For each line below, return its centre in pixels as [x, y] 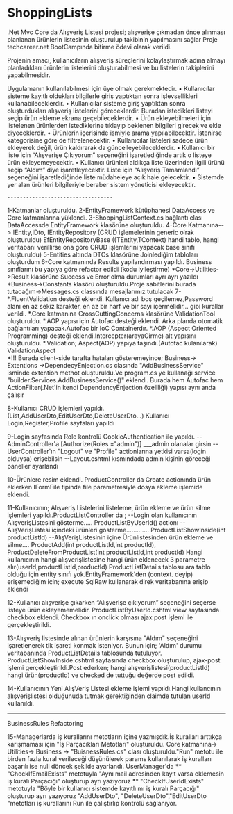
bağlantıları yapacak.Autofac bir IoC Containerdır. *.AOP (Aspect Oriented [112, 328]
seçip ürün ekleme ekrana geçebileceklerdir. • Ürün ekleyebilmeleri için [109, 118]
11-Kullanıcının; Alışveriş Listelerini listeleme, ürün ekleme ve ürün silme [109, 507]
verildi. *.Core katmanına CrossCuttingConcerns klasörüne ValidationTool [111, 314]
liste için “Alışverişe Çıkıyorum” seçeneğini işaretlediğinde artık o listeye [109, 155]
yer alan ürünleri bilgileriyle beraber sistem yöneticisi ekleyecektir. [102, 184]
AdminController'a [33, 443]
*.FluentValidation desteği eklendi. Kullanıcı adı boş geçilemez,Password [110, 299]
